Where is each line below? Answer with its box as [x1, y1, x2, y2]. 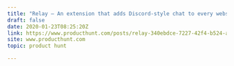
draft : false [7, 17, 45, 24]
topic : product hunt [7, 42, 68, 49]
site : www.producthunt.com [7, 36, 86, 43]
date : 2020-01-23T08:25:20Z [7, 23, 89, 30]
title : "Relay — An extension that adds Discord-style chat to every [7, 10, 214, 17]
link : [7, 29, 23, 37]
